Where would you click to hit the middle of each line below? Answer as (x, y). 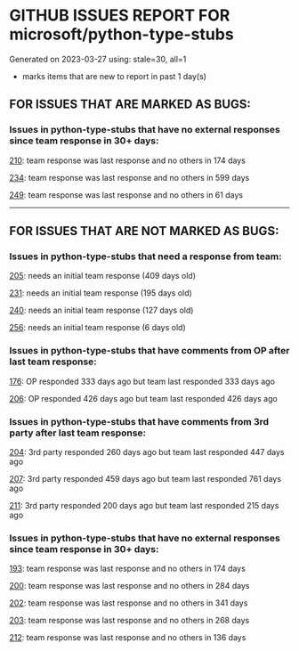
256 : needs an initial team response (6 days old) (98, 328)
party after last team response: (78, 433)
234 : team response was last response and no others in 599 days (129, 177)
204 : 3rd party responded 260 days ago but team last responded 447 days (147, 452)
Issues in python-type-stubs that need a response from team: (145, 256)
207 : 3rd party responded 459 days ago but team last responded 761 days (145, 478)
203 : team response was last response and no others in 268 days (129, 621)
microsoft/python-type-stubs (121, 34)
